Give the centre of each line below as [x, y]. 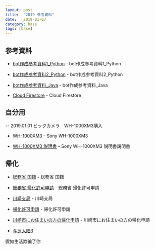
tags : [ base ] [19, 29]
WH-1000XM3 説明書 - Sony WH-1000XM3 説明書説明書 [71, 146]
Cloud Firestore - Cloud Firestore [47, 95]
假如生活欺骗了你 [23, 241]
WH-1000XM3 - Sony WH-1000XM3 [50, 136]
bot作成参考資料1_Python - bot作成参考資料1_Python [67, 63]
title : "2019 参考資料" [30, 15]
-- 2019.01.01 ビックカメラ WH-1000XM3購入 [54, 126]
